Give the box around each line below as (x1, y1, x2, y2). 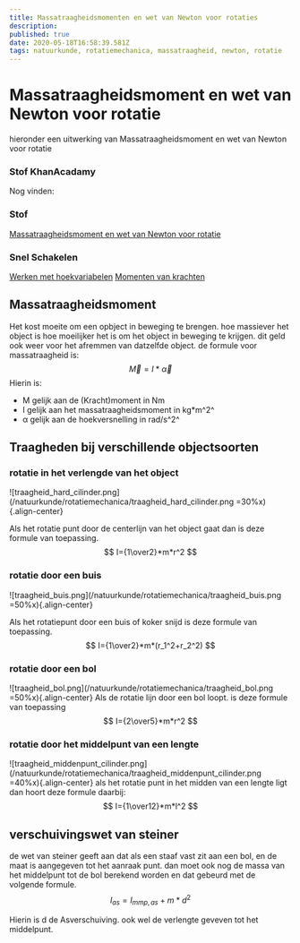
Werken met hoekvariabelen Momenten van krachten (9, 270, 206, 282)
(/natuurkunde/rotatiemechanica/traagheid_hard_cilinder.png (9, 496, 235, 507)
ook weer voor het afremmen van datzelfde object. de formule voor (9, 339, 258, 350)
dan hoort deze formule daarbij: (9, 787, 126, 798)
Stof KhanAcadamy (9, 165, 97, 177)
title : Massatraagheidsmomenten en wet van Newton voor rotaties (9, 13, 258, 22)
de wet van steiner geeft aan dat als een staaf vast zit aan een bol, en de (9, 851, 278, 862)
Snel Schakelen (9, 251, 79, 263)
